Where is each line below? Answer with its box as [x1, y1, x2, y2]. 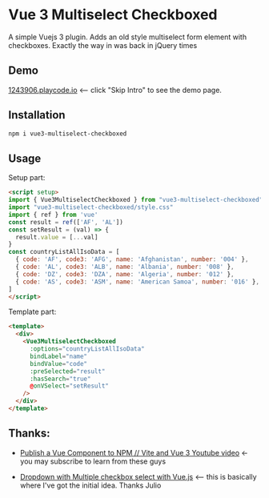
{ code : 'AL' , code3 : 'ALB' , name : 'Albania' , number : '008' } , [15, 263, 235, 271]
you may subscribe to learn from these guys [19, 456, 167, 466]
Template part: [8, 307, 57, 317]
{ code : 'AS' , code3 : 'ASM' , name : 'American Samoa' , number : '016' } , [15, 278, 260, 286]
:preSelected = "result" [29, 367, 106, 376]
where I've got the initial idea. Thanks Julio [19, 480, 162, 490]
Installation [8, 108, 66, 122]
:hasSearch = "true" [29, 375, 91, 383]
